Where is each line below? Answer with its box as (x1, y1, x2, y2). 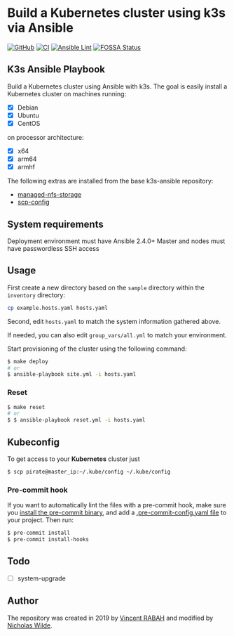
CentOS (17, 119, 41, 127)
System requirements (7, 218, 104, 230)
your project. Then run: (7, 516, 74, 524)
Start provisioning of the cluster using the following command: (7, 344, 187, 353)
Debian (17, 103, 39, 112)
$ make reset (7, 403, 46, 410)
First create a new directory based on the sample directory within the (7, 283, 205, 292)
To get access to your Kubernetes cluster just (7, 455, 140, 463)
